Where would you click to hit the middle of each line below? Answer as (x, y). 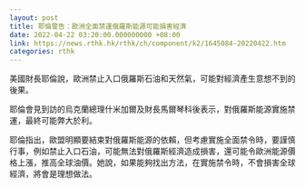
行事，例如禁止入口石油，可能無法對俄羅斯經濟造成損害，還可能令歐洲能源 (148, 152)
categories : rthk (42, 52)
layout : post (34, 18)
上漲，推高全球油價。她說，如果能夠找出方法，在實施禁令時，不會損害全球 (156, 163)
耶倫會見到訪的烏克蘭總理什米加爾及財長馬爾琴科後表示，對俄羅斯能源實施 (148, 109)
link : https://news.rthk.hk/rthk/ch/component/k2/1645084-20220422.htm (148, 43)
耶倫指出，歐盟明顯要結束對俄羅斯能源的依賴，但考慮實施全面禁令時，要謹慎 (152, 140)
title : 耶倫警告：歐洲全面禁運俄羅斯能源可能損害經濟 (98, 26)
